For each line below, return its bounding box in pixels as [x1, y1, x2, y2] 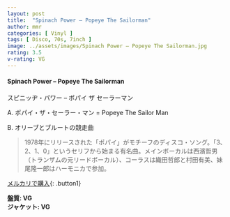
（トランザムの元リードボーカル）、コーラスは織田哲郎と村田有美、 [24, 155, 217, 164]
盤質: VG [7, 193, 33, 202]
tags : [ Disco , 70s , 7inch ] [7, 36, 92, 43]
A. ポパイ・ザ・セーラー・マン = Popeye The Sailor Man [7, 108, 169, 117]
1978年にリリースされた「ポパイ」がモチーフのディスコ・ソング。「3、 [24, 137, 227, 147]
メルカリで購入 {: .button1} [7, 179, 82, 187]
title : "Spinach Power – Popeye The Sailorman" [7, 17, 151, 24]
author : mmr [7, 23, 42, 30]
